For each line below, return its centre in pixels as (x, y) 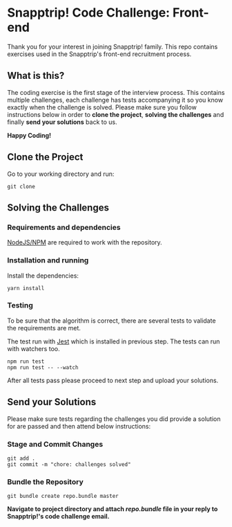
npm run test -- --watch (43, 367)
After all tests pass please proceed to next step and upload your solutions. (113, 380)
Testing (20, 305)
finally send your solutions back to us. (62, 122)
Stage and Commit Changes (55, 444)
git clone (21, 186)
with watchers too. (33, 348)
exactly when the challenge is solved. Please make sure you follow (102, 107)
